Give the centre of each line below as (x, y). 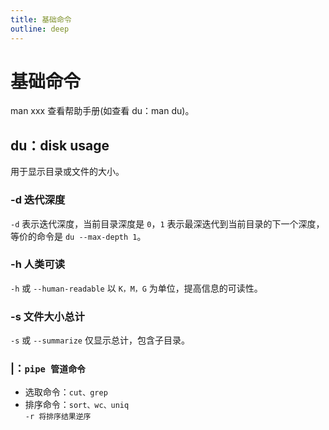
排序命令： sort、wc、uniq (77, 405)
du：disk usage (60, 145)
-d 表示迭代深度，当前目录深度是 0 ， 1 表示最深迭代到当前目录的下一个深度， (167, 223)
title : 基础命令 (41, 19)
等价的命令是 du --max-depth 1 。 (78, 236)
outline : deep (40, 29)
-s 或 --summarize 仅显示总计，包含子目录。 (100, 340)
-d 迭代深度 (38, 200)
